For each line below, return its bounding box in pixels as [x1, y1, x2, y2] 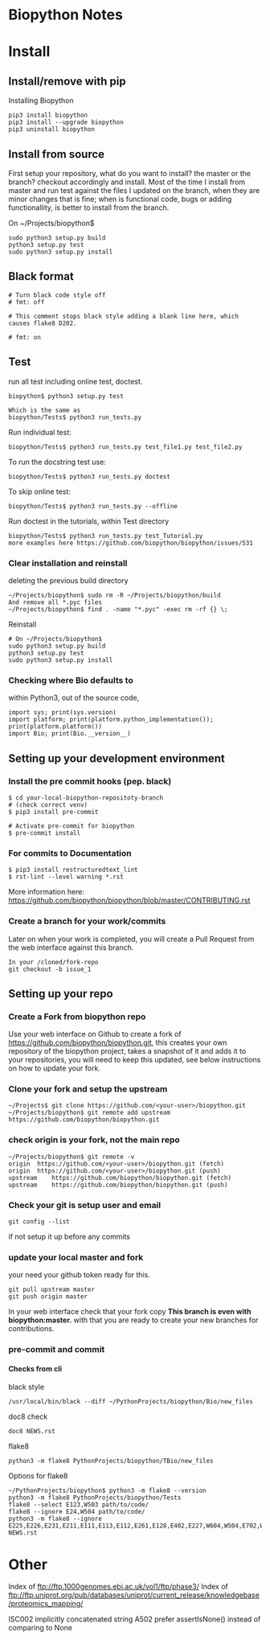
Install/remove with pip [8, 74, 126, 88]
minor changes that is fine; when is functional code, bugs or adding [8, 195, 232, 203]
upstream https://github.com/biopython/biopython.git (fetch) [8, 1173, 231, 1182]
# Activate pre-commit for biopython [8, 822, 135, 830]
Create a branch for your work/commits [8, 915, 166, 927]
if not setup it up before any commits [8, 1232, 131, 1242]
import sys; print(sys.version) [8, 709, 117, 717]
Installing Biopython [8, 96, 74, 105]
